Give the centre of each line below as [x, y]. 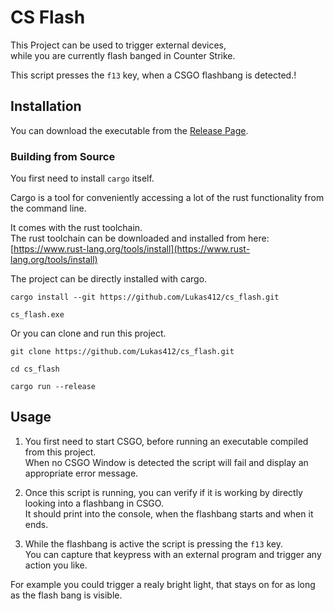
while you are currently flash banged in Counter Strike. [123, 55]
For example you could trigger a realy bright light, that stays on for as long [163, 584]
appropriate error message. [81, 473]
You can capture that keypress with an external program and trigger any [173, 554]
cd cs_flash [35, 369]
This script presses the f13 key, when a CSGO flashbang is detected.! [153, 75]
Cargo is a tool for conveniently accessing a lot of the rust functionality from [167, 198]
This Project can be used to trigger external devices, [118, 45]
